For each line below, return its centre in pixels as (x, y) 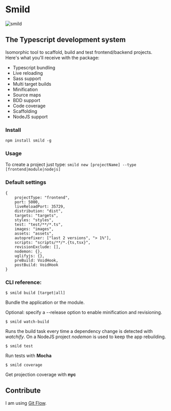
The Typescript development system (65, 40)
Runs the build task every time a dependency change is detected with (79, 331)
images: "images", (34, 229)
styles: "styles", (34, 220)
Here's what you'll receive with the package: (52, 57)
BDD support (26, 100)
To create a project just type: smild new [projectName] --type (71, 165)
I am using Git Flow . (26, 403)
